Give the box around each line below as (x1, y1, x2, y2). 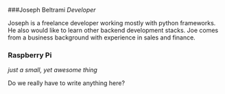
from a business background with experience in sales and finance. (8, 33, 196, 42)
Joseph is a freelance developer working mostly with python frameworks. (8, 19, 216, 27)
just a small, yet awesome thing (8, 66, 98, 74)
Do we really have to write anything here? (8, 79, 126, 87)
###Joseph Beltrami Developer (8, 6, 96, 14)
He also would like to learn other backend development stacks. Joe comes (8, 27, 219, 34)
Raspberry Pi (8, 50, 52, 60)
